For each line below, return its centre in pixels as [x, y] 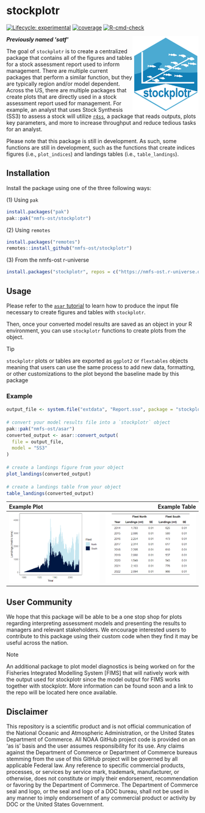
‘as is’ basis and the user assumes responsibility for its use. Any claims [95, 746]
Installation [28, 173]
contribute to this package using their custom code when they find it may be [102, 636]
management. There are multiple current [57, 70]
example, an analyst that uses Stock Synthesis [65, 109]
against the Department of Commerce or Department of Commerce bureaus [102, 752]
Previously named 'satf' [38, 39]
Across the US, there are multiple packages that [67, 90]
